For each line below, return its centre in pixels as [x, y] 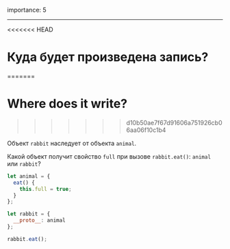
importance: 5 [27, 10]
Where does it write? [67, 104]
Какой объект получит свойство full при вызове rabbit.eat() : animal [109, 156]
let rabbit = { [29, 214]
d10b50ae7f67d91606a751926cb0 [174, 122]
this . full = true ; [46, 189]
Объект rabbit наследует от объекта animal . [72, 143]
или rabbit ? [24, 163]
